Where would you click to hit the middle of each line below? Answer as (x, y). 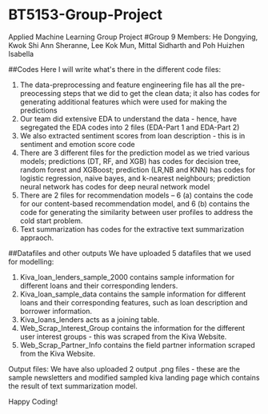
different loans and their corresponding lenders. (99, 285)
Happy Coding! (33, 401)
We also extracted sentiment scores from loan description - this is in (132, 135)
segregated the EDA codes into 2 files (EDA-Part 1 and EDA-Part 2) (130, 127)
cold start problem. (51, 221)
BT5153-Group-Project (85, 15)
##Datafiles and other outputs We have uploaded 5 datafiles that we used (130, 253)
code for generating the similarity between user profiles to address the (136, 212)
